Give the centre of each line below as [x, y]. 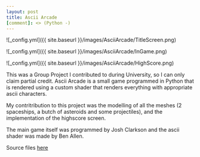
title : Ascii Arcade [32, 17]
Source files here [27, 148]
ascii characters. [27, 94]
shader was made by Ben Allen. [45, 136]
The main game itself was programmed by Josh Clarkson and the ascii [93, 130]
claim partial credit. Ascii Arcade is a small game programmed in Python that [100, 81]
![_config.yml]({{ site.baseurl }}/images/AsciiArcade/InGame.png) [87, 52]
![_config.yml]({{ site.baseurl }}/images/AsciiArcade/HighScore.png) [90, 63]
